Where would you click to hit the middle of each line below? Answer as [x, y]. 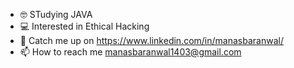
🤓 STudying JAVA [56, 14]
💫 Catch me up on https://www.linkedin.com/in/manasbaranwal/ [151, 40]
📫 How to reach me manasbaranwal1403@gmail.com [130, 52]
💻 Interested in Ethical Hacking [84, 26]
